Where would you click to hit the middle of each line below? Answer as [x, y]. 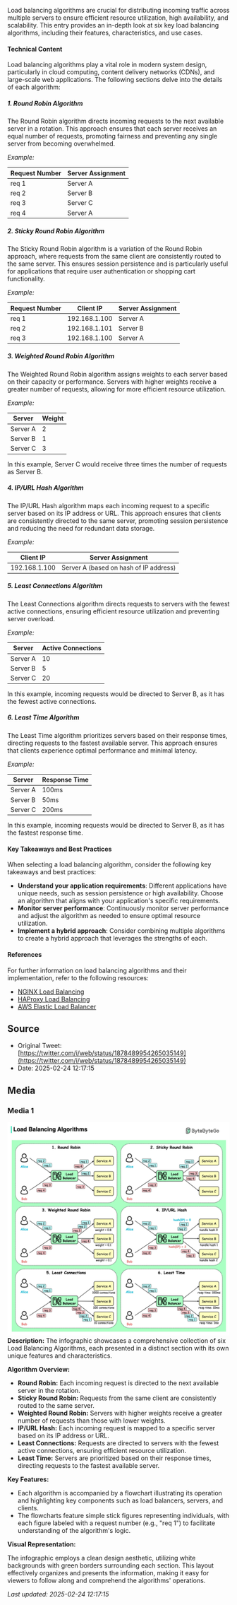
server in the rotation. [49, 1390]
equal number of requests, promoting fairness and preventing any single [113, 136]
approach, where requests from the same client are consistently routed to [114, 257]
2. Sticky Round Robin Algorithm [56, 231]
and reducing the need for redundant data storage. [81, 528]
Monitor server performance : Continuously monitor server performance [123, 908]
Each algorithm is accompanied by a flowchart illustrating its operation [120, 1493]
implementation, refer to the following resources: [78, 977]
